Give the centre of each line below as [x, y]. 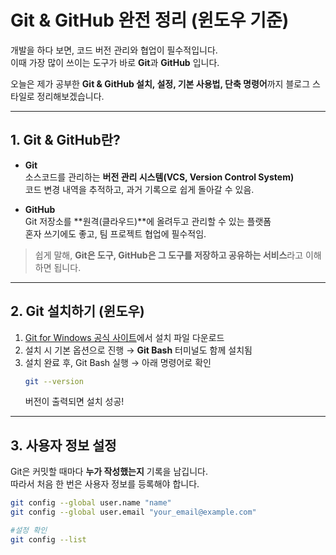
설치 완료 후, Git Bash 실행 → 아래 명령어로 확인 [118, 362]
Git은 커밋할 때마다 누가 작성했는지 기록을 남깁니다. [109, 472]
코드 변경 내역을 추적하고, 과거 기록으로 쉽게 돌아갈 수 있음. [139, 189]
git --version [54, 381]
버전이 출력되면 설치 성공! [74, 402]
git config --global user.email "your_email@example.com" [133, 512]
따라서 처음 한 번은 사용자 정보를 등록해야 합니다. [105, 484]
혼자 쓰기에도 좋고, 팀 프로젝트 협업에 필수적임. [115, 233]
